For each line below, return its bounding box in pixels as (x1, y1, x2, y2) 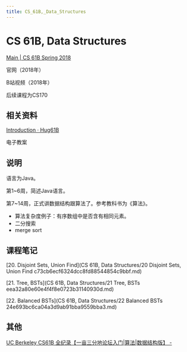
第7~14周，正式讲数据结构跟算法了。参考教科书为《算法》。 (6, 200, 151, 207)
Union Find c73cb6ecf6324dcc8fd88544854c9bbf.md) (6, 268, 142, 275)
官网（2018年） (6, 66, 45, 73)
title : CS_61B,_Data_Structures (6, 8, 86, 15)
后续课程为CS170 (6, 91, 48, 99)
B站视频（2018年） (6, 78, 53, 86)
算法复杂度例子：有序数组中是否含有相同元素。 (14, 213, 129, 220)
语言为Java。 (6, 175, 39, 182)
